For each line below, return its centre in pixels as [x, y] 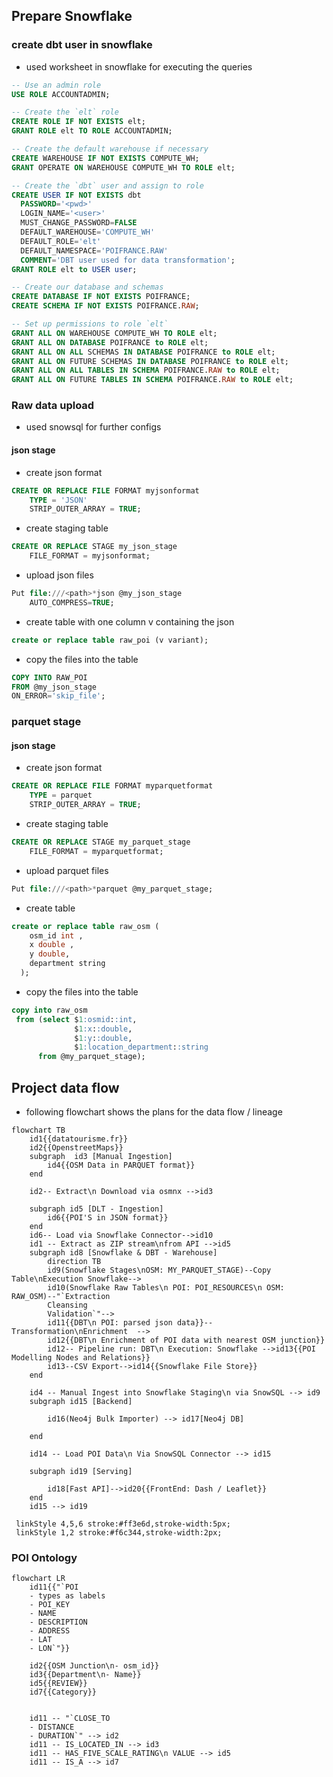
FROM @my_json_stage [54, 687]
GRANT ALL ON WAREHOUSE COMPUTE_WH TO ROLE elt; [114, 333]
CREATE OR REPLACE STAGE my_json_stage [94, 547]
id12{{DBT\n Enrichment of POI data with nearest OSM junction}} [186, 1340]
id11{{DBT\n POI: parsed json [110, 1323]
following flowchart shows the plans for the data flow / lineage [154, 1112]
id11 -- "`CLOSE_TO [70, 1719]
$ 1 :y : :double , [103, 1038]
